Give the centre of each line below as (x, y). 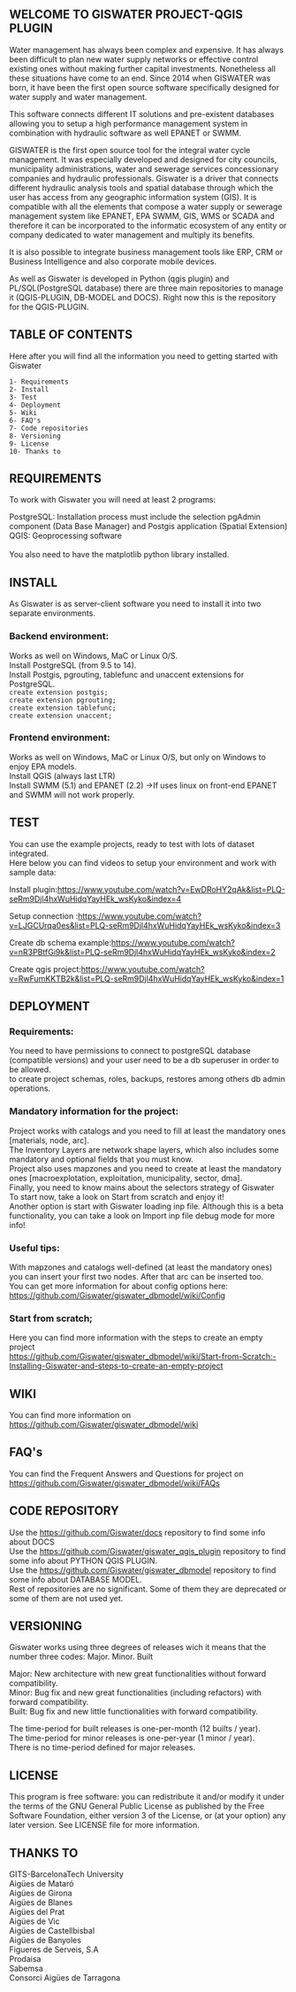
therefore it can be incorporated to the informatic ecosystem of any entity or (148, 225)
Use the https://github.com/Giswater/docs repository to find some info (137, 1532)
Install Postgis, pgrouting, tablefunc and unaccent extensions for (127, 674)
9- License (29, 444)
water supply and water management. (78, 97)
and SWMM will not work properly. (72, 794)
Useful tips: (34, 1248)
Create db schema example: (61, 942)
